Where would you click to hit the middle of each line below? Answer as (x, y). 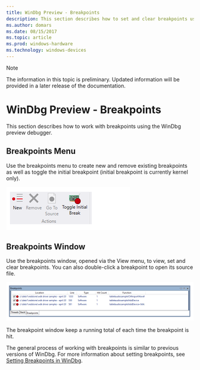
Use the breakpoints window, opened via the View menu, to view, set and (96, 261)
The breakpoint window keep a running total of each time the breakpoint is (98, 330)
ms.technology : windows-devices (46, 51)
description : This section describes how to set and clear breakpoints (97, 19)
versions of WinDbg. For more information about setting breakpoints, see (96, 355)
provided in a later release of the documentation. (66, 86)
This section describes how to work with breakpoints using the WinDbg (94, 126)
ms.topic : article (29, 38)
